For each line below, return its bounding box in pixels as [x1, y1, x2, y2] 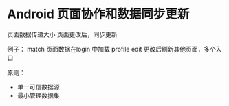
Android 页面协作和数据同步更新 [7, 6, 190, 22]
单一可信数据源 [17, 83, 60, 91]
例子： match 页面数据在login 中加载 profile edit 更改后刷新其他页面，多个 [7, 45, 217, 53]
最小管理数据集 [17, 91, 60, 100]
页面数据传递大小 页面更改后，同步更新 [7, 30, 118, 39]
